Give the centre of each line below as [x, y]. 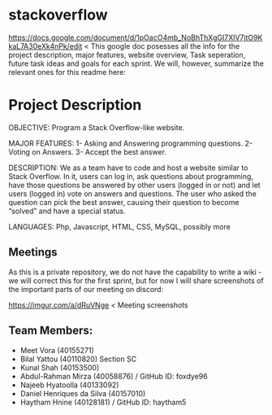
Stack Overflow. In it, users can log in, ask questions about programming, [131, 176]
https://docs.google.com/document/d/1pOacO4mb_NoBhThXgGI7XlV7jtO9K [136, 37]
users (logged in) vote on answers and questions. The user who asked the [133, 194]
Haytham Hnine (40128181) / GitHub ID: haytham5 [103, 402]
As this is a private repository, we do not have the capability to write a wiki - [135, 272]
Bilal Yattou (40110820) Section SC [78, 359]
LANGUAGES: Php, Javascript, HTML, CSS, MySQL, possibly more [120, 226]
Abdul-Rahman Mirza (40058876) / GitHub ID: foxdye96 [114, 376]
